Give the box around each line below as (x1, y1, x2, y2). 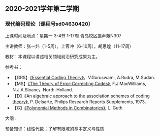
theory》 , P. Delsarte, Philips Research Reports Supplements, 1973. (12, 99, 146, 105)
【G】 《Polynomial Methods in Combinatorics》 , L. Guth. (12, 105, 124, 110)
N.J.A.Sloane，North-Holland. (12, 86, 73, 92)
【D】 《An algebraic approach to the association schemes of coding (12, 93, 150, 99)
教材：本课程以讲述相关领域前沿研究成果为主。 (5, 54, 100, 59)
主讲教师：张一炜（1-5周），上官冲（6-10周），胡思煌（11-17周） (5, 43, 134, 49)
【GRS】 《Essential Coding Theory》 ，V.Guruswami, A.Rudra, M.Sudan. (12, 74, 155, 80)
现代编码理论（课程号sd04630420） (5, 21, 94, 27)
